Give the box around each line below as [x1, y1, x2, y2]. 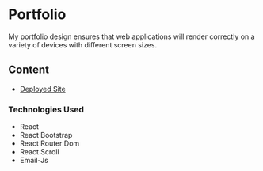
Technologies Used [8, 104, 85, 115]
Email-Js [19, 156, 49, 165]
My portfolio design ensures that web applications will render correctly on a [8, 32, 255, 41]
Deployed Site [19, 84, 66, 93]
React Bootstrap [19, 131, 73, 140]
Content [8, 63, 50, 77]
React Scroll [19, 147, 59, 157]
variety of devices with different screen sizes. [8, 40, 158, 49]
